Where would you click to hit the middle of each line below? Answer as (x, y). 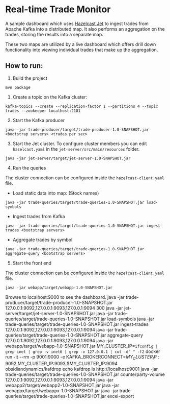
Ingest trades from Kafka (39, 216)
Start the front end (32, 263)
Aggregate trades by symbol (42, 240)
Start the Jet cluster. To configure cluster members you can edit (80, 144)
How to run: (24, 66)
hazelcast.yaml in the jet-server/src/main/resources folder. (76, 149)
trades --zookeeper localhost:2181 (43, 111)
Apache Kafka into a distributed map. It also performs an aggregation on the (85, 29)
